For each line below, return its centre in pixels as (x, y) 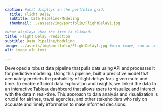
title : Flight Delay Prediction (38, 37)
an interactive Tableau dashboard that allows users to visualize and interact (80, 89)
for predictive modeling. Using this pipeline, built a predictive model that (77, 73)
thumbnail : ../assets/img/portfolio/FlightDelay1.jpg (65, 23)
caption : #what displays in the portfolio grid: (55, 9)
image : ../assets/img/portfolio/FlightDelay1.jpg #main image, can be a (80, 46)
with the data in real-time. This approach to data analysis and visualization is (81, 94)
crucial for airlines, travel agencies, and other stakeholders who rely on (76, 99)
